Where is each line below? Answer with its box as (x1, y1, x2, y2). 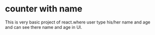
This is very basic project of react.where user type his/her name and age (5, 19, 151, 25)
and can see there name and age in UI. (5, 24, 82, 30)
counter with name (5, 3, 82, 14)
